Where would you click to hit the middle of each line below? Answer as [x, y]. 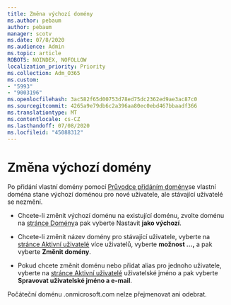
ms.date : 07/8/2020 [36, 40]
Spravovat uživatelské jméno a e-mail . [75, 281]
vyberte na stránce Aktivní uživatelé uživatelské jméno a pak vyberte [118, 273]
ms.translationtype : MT [42, 113]
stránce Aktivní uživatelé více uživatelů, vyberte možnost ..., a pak [115, 244]
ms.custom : [23, 80]
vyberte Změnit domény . [54, 252]
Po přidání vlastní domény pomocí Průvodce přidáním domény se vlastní [112, 187]
